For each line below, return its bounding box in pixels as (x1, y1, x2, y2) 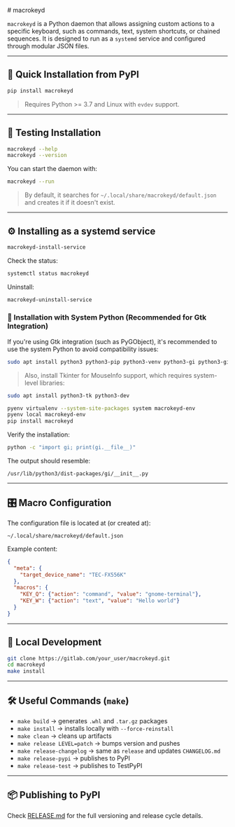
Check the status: (7, 256, 58, 265)
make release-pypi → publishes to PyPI (17, 754, 131, 763)
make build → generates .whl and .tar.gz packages (17, 717, 168, 725)
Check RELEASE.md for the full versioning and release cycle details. (7, 811, 204, 819)
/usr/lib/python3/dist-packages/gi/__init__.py (7, 470, 149, 477)
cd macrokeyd (7, 662, 45, 669)
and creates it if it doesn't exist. (24, 198, 115, 207)
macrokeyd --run (7, 178, 55, 185)
